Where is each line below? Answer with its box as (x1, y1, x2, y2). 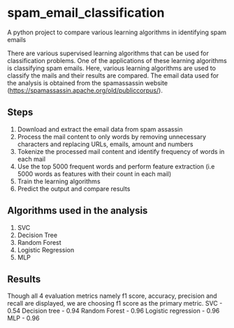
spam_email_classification (7, 5, 165, 21)
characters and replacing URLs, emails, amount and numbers (17, 140, 193, 148)
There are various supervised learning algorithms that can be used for (7, 49, 210, 57)
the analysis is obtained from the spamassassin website (7, 78, 168, 87)
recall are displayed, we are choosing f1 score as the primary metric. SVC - (7, 299, 223, 308)
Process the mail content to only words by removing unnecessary (17, 132, 207, 141)
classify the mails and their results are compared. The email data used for (7, 71, 219, 80)
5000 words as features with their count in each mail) (17, 169, 172, 178)
